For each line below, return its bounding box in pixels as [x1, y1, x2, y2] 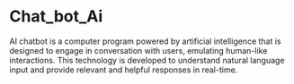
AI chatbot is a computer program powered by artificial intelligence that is [9, 36, 281, 46]
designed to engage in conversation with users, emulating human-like [9, 45, 268, 55]
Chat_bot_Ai [9, 6, 103, 27]
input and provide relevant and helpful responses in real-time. [9, 64, 238, 75]
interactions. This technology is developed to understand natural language [9, 55, 285, 65]
